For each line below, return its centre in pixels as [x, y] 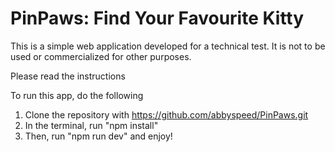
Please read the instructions [68, 76]
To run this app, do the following [77, 95]
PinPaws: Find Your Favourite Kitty [157, 18]
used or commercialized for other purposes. [101, 56]
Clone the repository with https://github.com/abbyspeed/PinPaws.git [166, 114]
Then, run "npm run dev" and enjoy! [98, 136]
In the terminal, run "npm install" [91, 125]
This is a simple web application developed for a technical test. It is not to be [168, 46]
